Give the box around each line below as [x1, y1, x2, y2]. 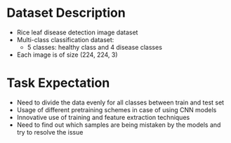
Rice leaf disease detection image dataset [16, 28, 138, 36]
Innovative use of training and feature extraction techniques [16, 113, 190, 121]
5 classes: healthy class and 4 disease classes [27, 43, 163, 51]
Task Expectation [6, 75, 110, 91]
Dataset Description [6, 5, 126, 21]
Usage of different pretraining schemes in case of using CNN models [16, 105, 217, 114]
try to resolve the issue [16, 128, 84, 136]
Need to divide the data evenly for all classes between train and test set [16, 98, 225, 107]
